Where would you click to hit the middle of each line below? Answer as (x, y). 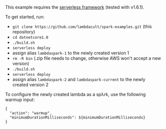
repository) (24, 32)
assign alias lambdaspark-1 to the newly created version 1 (71, 53)
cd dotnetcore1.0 (30, 37)
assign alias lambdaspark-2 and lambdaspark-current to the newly (79, 79)
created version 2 (30, 85)
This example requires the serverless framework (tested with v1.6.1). (75, 7)
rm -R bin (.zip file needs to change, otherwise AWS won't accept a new (87, 58)
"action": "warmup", (31, 113)
